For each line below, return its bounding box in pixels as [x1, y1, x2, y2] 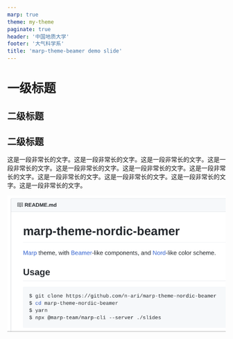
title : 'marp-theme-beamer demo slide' [7, 48, 123, 55]
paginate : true [7, 26, 51, 33]
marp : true [7, 11, 39, 18]
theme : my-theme [7, 18, 54, 26]
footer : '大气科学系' [7, 40, 64, 48]
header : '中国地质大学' [7, 33, 69, 40]
